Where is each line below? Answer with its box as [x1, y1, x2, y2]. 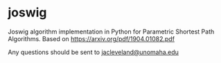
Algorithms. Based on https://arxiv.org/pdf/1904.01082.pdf [8, 34, 175, 42]
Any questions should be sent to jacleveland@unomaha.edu [8, 48, 179, 56]
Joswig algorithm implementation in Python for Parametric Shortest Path [8, 27, 215, 36]
